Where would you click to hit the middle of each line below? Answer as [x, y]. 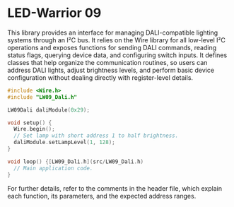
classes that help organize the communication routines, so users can [107, 62]
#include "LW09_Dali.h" [42, 97]
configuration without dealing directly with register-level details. [100, 77]
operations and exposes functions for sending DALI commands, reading [112, 47]
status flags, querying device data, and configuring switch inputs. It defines [117, 55]
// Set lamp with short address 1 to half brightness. [96, 136]
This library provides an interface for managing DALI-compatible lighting [113, 32]
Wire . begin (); [34, 129]
